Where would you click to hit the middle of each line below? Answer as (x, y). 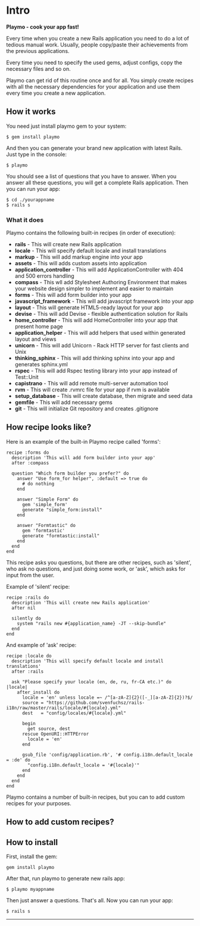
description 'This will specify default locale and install (87, 661)
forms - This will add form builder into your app (73, 295)
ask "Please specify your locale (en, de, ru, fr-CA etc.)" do (91, 682)
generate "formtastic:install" (61, 536)
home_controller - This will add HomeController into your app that (96, 320)
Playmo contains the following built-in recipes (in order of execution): (91, 233)
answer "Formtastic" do (46, 525)
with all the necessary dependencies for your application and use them (93, 86)
